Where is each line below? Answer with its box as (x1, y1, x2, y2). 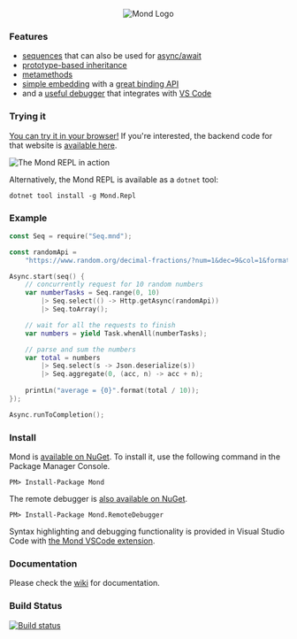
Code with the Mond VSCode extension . (9, 535, 156, 546)
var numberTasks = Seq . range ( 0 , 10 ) (25, 289, 161, 297)
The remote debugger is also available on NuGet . (9, 493, 188, 504)
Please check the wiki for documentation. (9, 578, 161, 589)
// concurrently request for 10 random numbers (25, 280, 203, 289)
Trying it (9, 111, 47, 123)
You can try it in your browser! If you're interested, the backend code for (9, 130, 272, 141)
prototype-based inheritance (21, 60, 128, 71)
